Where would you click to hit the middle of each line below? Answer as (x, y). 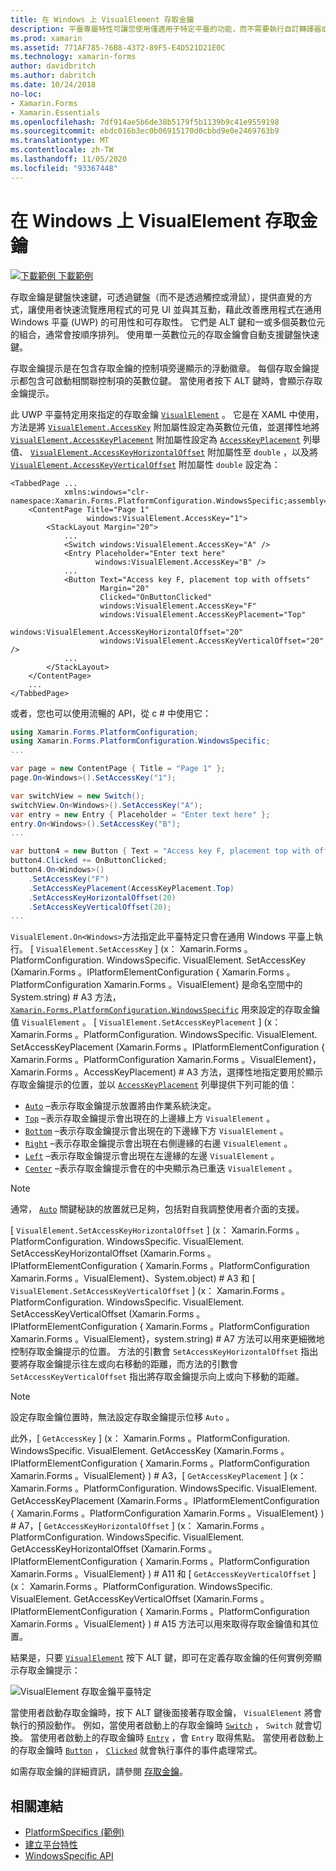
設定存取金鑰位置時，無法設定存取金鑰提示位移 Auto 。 (122, 1417)
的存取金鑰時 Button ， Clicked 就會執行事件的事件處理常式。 (136, 1750)
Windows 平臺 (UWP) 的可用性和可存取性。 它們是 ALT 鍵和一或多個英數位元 (168, 322)
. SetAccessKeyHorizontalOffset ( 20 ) (102, 897)
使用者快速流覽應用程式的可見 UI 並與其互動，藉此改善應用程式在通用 (179, 309)
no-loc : (26, 94)
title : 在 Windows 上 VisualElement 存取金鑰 (102, 19)
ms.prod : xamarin (46, 38)
